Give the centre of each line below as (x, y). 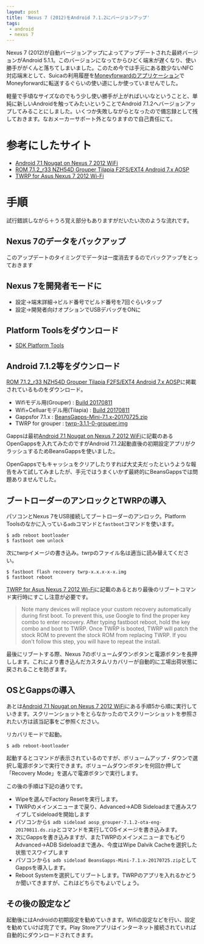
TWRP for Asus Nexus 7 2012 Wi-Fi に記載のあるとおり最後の (83, 590)
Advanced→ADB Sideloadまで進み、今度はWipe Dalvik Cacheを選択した (106, 845)
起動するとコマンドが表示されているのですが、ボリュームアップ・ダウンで (100, 758)
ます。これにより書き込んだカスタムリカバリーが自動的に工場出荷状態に (107, 662)
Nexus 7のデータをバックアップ (66, 241)
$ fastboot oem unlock (35, 541)
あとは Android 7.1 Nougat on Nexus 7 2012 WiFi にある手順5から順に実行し (99, 706)
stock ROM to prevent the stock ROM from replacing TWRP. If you (104, 635)
